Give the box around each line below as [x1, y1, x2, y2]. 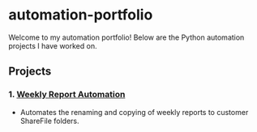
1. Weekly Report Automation [8, 89, 126, 100]
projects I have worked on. [8, 40, 97, 50]
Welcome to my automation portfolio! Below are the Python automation [8, 32, 245, 42]
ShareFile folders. [19, 116, 79, 126]
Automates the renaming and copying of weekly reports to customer [19, 107, 249, 117]
